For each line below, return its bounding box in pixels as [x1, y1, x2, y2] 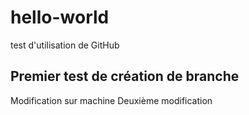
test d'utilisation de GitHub [10, 39, 120, 51]
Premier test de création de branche [10, 68, 240, 85]
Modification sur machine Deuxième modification [10, 94, 213, 106]
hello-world [10, 6, 110, 29]
